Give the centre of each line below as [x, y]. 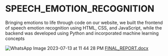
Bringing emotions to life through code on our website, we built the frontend [84, 22]
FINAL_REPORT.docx [127, 48]
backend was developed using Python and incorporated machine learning [82, 33]
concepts [15, 38]
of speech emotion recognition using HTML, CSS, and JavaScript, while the [84, 27]
